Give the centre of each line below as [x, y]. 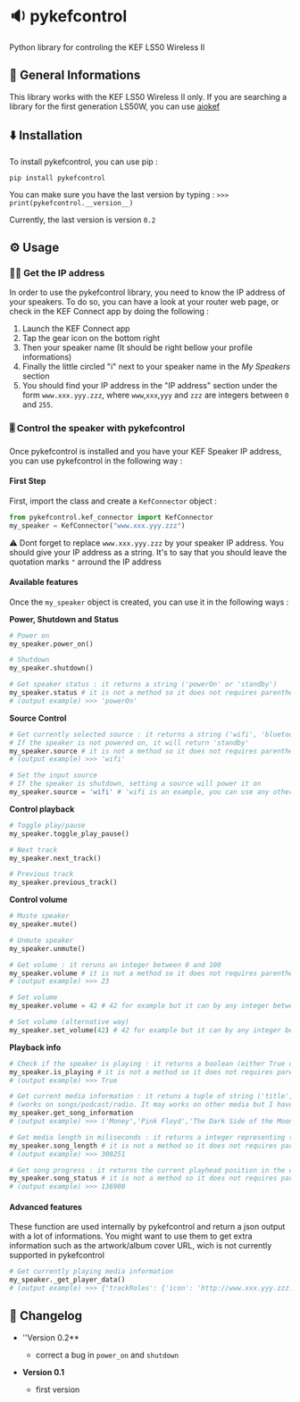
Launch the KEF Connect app [76, 329]
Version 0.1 [43, 1372]
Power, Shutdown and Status [64, 619]
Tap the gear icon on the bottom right [91, 338]
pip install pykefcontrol [57, 178]
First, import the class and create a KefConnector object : [113, 501]
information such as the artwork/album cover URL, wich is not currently [141, 1246]
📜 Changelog [46, 1316]
